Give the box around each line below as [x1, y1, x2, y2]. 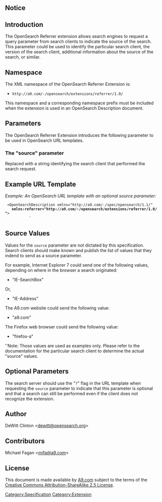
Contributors [5, 437, 45, 445]
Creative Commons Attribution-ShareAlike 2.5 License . [5, 482, 114, 488]
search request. [5, 166, 37, 172]
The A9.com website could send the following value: [5, 305, 110, 311]
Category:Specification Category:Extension [5, 492, 92, 497]
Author [5, 409, 27, 418]
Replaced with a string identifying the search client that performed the [5, 161, 146, 167]
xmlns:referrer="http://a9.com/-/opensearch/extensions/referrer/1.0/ [11, 207, 158, 212]
